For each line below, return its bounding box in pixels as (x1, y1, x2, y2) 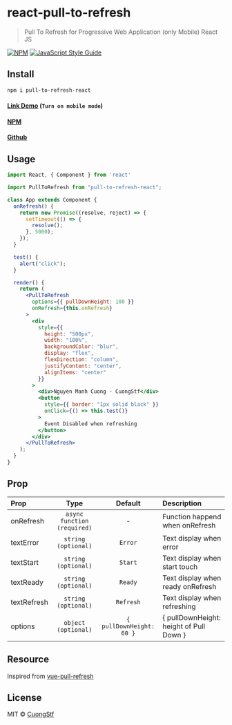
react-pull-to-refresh (7, 5, 131, 21)
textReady (10, 577, 43, 587)
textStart (10, 557, 39, 567)
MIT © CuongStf (7, 710, 55, 719)
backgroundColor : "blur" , (43, 343, 119, 350)
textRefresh (10, 597, 48, 607)
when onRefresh (162, 520, 216, 530)
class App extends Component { (7, 196, 97, 203)
